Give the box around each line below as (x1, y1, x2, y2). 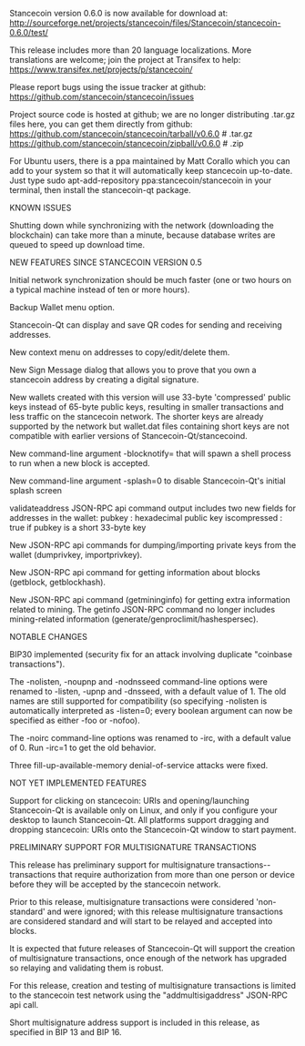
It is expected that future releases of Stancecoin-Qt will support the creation (9, 943, 296, 954)
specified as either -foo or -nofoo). (9, 715, 140, 726)
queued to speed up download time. (9, 239, 146, 249)
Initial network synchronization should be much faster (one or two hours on (9, 275, 292, 285)
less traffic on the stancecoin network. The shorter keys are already (9, 411, 264, 421)
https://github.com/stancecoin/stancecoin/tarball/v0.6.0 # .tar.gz (9, 128, 253, 139)
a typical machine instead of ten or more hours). (9, 284, 190, 295)
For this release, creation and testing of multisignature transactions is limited (9, 980, 296, 990)
